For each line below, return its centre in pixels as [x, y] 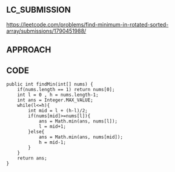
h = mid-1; [52, 142]
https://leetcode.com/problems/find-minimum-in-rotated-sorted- [87, 24]
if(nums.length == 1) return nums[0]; [66, 90]
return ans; [32, 158]
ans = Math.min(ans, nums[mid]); [81, 137]
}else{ [36, 132]
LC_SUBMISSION [39, 10]
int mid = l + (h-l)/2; [58, 111]
